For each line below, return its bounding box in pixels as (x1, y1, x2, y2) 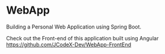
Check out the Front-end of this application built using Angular (6, 34, 159, 42)
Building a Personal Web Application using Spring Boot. (6, 23, 141, 30)
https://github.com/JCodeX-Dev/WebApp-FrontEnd (6, 41, 132, 48)
